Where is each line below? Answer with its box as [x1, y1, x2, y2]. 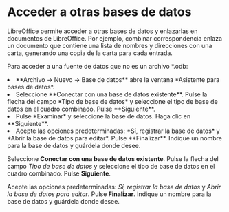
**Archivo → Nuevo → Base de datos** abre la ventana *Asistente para [16, 75, 220, 83]
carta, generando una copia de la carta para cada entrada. [7, 49, 173, 57]
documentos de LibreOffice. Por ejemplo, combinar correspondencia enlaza [7, 34, 222, 42]
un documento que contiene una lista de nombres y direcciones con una [7, 41, 212, 50]
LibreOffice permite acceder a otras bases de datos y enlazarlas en [7, 27, 198, 35]
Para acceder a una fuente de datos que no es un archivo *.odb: [7, 62, 188, 70]
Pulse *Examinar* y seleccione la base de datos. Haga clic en [16, 112, 191, 120]
